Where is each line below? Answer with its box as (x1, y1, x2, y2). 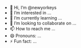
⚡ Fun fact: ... (9, 38, 37, 44)
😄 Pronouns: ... (9, 33, 42, 39)
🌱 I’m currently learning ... (9, 15, 62, 21)
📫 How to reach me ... (9, 26, 55, 31)
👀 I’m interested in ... (9, 10, 52, 16)
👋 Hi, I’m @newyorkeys (9, 5, 57, 10)
